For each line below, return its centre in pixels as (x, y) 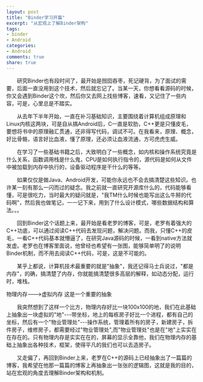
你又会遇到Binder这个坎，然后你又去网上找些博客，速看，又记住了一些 (94, 96)
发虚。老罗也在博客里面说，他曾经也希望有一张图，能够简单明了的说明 (94, 245)
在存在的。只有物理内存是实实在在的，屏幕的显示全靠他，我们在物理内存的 (99, 337)
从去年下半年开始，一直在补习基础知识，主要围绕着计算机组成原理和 (101, 116)
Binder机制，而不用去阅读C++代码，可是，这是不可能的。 (78, 253)
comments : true (25, 57)
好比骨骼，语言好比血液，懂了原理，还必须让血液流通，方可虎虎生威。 (94, 139)
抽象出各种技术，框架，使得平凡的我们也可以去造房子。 (85, 344)
